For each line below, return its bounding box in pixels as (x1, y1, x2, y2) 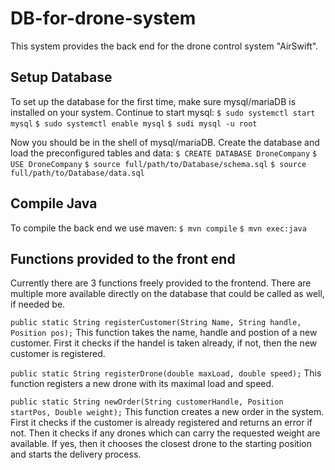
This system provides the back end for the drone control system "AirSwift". (10, 40, 319, 52)
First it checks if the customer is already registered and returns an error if (10, 417, 313, 429)
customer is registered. (10, 348, 106, 360)
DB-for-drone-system (10, 7, 197, 30)
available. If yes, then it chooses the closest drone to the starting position (10, 438, 312, 450)
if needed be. (10, 298, 66, 311)
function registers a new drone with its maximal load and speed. (10, 378, 275, 390)
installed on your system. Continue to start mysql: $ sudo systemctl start (10, 106, 316, 118)
